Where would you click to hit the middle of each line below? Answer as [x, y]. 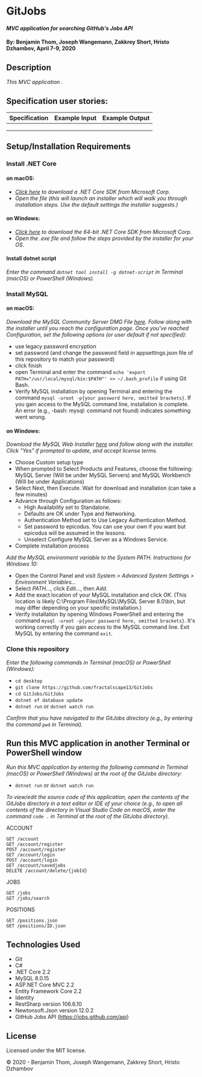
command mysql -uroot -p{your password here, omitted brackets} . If [103, 398]
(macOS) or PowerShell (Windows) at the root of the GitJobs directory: [94, 774]
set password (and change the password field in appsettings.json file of [104, 353]
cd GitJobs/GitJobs [39, 694]
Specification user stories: [57, 101]
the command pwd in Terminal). [45, 724]
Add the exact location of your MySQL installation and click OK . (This [101, 595]
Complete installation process [52, 546]
